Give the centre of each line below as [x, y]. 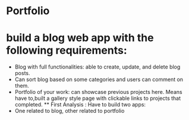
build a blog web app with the [80, 38]
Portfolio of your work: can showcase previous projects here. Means [98, 92]
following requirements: [67, 51]
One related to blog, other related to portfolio [70, 111]
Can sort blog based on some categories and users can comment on [99, 80]
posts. [23, 73]
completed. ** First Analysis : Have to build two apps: [80, 105]
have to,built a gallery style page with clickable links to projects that [98, 98]
